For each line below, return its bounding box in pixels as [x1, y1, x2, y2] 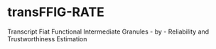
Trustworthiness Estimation [7, 34, 87, 43]
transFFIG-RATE [7, 4, 104, 20]
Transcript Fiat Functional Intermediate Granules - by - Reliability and [7, 27, 210, 36]
